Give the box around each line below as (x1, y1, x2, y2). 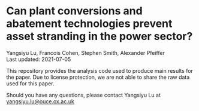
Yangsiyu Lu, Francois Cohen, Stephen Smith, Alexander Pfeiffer (6, 49, 165, 56)
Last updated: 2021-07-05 (6, 55, 71, 63)
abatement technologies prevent (6, 17, 173, 30)
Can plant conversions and (6, 4, 143, 18)
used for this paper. (6, 79, 55, 87)
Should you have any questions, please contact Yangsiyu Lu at (6, 91, 161, 98)
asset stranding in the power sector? (6, 30, 193, 43)
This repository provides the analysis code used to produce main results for (6, 67, 194, 74)
